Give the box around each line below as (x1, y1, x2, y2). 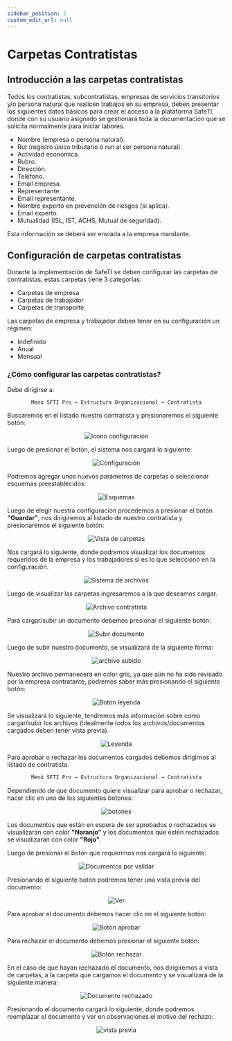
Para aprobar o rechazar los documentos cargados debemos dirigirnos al (7, 753, 216, 762)
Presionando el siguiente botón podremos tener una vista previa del (7, 875, 201, 884)
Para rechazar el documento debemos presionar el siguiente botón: (7, 936, 199, 945)
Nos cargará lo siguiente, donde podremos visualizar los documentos (7, 548, 206, 556)
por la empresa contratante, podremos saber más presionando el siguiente (7, 677, 220, 686)
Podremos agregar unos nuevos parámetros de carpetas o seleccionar (7, 472, 209, 481)
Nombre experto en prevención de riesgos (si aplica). (17, 202, 170, 210)
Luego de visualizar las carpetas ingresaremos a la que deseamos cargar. (7, 589, 217, 598)
